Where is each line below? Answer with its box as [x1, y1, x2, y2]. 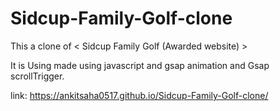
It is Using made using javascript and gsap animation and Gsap [10, 59, 270, 71]
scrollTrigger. [10, 70, 65, 82]
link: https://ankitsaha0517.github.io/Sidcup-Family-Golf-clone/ [10, 89, 269, 101]
